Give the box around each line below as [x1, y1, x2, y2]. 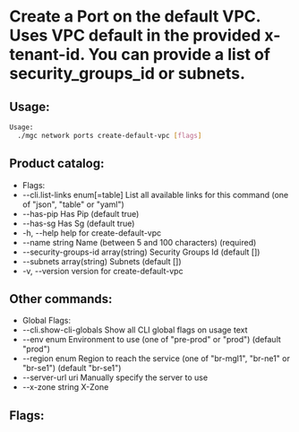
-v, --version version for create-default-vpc [21, 265, 184, 276]
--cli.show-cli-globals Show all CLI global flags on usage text [21, 324, 248, 335]
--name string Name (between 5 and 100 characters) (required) [21, 237, 257, 247]
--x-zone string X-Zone [21, 382, 109, 393]
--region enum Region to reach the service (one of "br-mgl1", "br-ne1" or [21, 353, 291, 364]
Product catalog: [9, 156, 105, 171]
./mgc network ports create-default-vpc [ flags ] [17, 131, 202, 140]
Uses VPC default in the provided [9, 25, 261, 46]
